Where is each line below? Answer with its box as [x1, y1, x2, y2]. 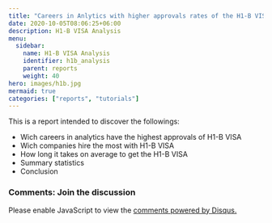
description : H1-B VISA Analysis [8, 27, 121, 35]
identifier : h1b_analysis [23, 57, 111, 65]
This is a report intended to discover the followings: [8, 116, 180, 126]
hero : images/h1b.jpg [8, 79, 82, 87]
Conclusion [19, 166, 58, 176]
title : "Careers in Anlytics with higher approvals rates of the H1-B [8, 11, 252, 20]
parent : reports [23, 65, 79, 73]
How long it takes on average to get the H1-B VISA [19, 149, 189, 159]
